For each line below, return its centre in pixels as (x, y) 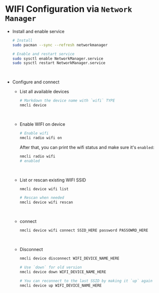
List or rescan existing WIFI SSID (53, 180)
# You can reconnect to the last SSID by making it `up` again (86, 281)
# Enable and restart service (43, 54)
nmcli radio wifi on (41, 138)
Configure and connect (36, 82)
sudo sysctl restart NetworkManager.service (59, 63)
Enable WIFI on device (42, 124)
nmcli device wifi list (44, 189)
